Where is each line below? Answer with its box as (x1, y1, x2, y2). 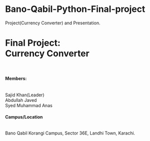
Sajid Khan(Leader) (5, 92, 45, 98)
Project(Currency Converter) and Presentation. (5, 20, 100, 26)
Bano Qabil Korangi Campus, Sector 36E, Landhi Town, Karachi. (5, 130, 135, 136)
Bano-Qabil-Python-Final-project (5, 3, 146, 15)
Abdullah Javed (5, 97, 37, 103)
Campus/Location (5, 114, 43, 120)
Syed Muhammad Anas (5, 103, 53, 109)
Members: (5, 75, 27, 81)
